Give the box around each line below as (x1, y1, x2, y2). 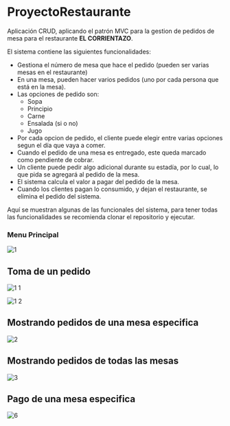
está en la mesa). (16, 82, 67, 91)
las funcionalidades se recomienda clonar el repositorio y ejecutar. (7, 212, 196, 221)
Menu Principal (7, 229, 59, 239)
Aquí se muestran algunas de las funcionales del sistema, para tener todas (7, 205, 218, 214)
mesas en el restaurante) (16, 68, 88, 76)
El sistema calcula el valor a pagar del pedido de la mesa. (16, 177, 180, 186)
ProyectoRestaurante (7, 4, 132, 20)
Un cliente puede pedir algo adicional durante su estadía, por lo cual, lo (16, 163, 219, 171)
